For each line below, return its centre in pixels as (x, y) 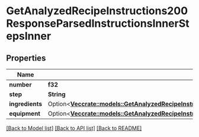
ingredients (26, 104)
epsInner (29, 36)
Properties (26, 58)
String (57, 94)
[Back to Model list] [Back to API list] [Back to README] (74, 128)
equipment (25, 114)
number (20, 85)
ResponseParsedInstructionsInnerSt (98, 23)
